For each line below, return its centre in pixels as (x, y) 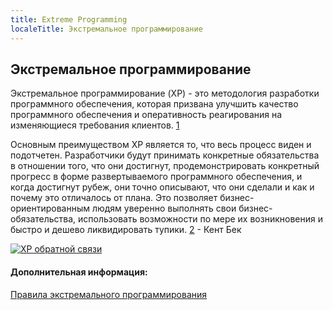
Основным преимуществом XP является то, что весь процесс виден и (161, 145)
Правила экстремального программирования (109, 294)
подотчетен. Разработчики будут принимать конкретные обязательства (165, 155)
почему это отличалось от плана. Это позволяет (114, 198)
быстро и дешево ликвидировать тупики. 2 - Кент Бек (126, 230)
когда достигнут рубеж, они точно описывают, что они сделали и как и (162, 187)
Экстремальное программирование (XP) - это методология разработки (165, 93)
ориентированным (50, 208)
